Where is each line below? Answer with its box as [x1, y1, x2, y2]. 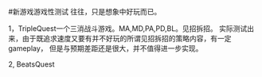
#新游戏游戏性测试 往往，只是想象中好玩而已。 [8, 7, 162, 16]
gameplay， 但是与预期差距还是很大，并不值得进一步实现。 [8, 44, 203, 53]
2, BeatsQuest [8, 60, 55, 69]
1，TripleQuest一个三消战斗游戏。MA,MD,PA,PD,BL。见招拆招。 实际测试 [8, 24, 248, 33]
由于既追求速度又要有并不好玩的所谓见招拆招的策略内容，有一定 [22, 34, 232, 43]
